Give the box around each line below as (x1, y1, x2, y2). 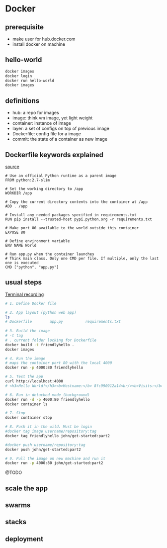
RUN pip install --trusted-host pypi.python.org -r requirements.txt (5, 217, 153, 222)
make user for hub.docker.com (12, 36, 76, 42)
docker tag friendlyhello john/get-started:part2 (5, 433, 110, 438)
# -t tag (5, 333, 23, 338)
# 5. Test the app (5, 374, 43, 379)
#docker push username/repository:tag (5, 442, 85, 448)
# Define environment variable (5, 238, 70, 244)
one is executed (5, 260, 39, 265)
